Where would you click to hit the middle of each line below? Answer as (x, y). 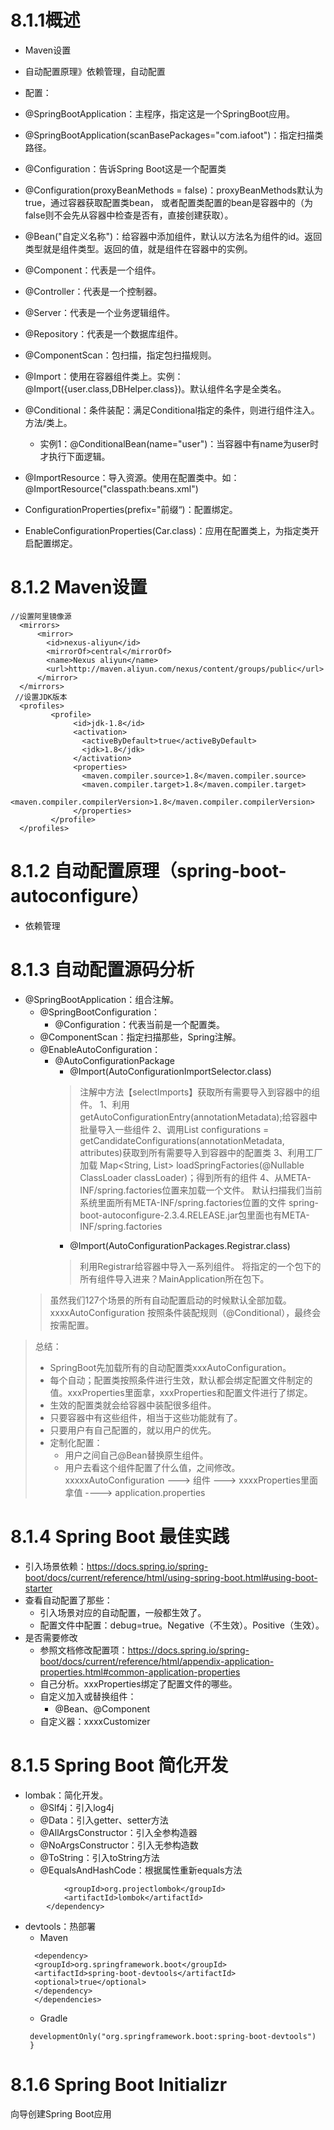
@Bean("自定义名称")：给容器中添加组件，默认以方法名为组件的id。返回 (173, 236)
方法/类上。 (48, 422)
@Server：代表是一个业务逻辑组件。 (99, 312)
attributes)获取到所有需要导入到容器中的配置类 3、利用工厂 (201, 1152)
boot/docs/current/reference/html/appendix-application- (157, 1661)
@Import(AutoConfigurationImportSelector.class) (170, 1071)
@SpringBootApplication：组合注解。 (102, 999)
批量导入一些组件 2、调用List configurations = (174, 1129)
